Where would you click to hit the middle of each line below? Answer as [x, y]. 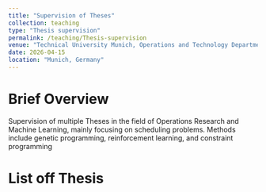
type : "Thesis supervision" [55, 30]
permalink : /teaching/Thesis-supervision [78, 38]
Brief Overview [59, 99]
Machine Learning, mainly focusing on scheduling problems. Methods [122, 129]
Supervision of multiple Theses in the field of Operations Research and [123, 121]
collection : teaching [44, 23]
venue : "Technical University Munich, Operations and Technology [118, 45]
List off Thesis [56, 179]
